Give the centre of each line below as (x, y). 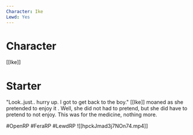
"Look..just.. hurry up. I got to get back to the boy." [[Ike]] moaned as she (95, 102)
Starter (24, 86)
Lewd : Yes (18, 17)
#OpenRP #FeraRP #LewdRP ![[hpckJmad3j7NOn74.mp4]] (77, 126)
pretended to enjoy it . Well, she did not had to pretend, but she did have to (97, 109)
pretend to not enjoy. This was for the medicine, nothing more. (82, 114)
